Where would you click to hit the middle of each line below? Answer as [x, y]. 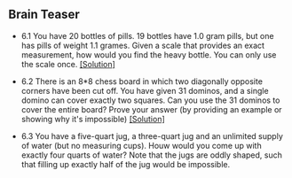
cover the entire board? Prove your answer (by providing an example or [151, 109]
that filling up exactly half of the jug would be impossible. [126, 164]
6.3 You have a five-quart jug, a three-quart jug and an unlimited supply [152, 135]
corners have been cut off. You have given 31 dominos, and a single [145, 90]
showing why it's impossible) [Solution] [93, 119]
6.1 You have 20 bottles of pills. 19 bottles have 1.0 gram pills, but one [147, 35]
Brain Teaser [44, 15]
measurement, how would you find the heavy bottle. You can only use [149, 54]
